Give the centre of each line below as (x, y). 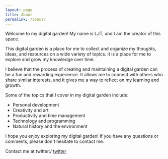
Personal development (36, 105)
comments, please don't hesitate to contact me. (55, 141)
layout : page (19, 10)
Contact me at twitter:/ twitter (36, 151)
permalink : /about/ (26, 19)
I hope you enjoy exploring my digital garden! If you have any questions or (82, 136)
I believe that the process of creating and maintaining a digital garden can (81, 69)
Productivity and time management (49, 116)
